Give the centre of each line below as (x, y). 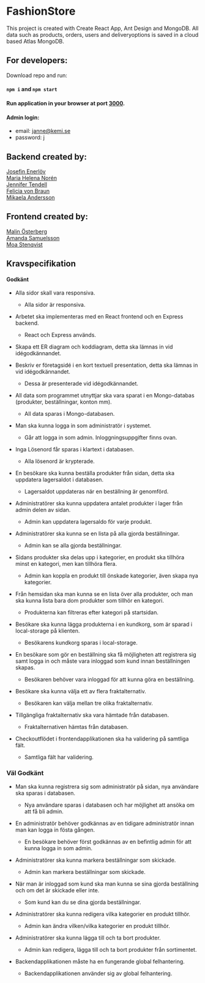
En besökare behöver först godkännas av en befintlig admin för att (108, 842)
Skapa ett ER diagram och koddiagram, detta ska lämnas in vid (94, 347)
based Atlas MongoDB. (35, 41)
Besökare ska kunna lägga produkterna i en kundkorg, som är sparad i (104, 624)
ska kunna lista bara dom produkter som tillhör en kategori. (89, 601)
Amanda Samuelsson (33, 238)
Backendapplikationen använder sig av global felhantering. (98, 973)
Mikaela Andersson (31, 197)
